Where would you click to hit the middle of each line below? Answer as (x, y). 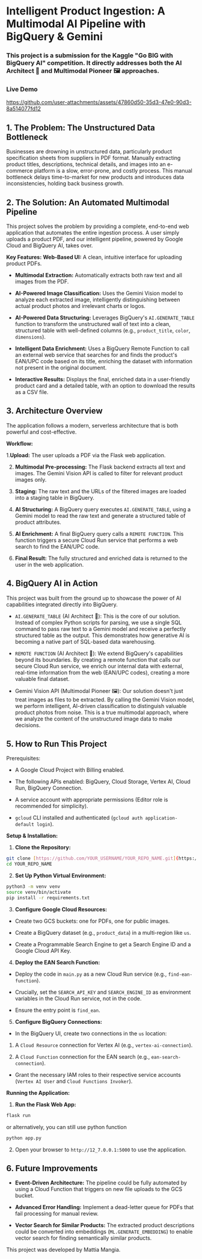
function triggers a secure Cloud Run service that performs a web (96, 540)
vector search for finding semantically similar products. (83, 1238)
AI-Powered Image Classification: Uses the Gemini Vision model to (99, 294)
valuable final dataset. (42, 679)
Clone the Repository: (43, 848)
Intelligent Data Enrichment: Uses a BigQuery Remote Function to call (102, 349)
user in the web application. (49, 564)
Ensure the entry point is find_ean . (57, 1010)
